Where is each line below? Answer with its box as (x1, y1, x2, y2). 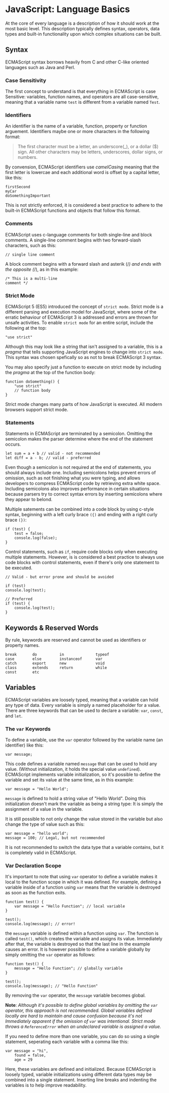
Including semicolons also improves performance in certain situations (5, 485, 150, 492)
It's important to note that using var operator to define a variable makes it (5, 874, 157, 880)
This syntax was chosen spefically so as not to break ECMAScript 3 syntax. (5, 354, 162, 360)
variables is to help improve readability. (5, 1082, 87, 1088)
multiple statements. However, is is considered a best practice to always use (5, 554, 164, 560)
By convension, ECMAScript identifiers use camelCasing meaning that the (5, 164, 160, 170)
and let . (5, 712, 23, 719)
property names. (5, 642, 40, 648)
